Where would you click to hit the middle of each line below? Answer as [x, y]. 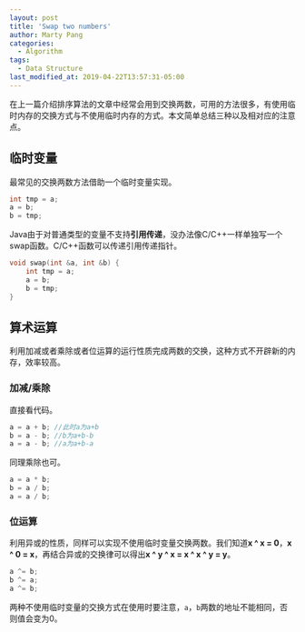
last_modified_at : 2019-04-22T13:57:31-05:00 [97, 77]
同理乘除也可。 [37, 462]
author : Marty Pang [46, 35]
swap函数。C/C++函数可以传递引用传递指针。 [96, 246]
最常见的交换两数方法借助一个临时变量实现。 [93, 182]
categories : [32, 43]
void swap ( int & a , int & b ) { [64, 263]
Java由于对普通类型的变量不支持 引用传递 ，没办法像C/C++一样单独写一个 [146, 235]
